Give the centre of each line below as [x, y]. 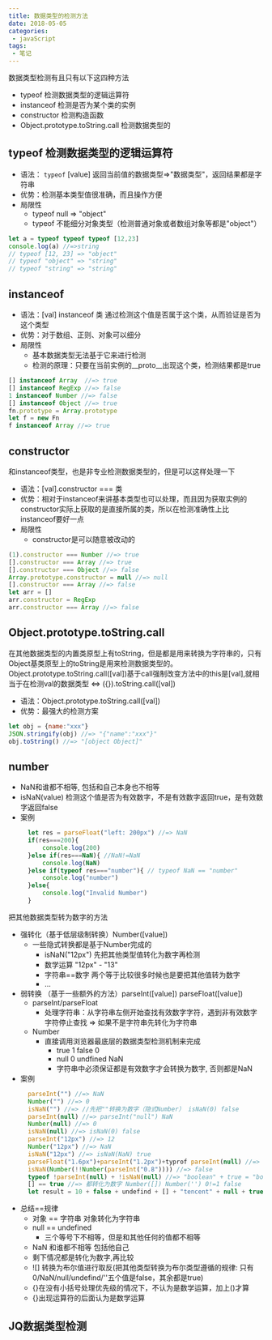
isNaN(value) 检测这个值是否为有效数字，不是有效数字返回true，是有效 [138, 797]
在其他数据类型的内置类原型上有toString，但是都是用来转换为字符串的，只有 [135, 653]
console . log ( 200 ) [71, 847]
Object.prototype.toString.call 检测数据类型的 [96, 125]
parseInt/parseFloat [65, 1002]
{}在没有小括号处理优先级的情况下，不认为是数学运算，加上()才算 [140, 1288]
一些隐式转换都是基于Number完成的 [92, 944]
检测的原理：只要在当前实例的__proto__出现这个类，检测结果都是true [147, 365]
